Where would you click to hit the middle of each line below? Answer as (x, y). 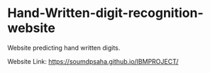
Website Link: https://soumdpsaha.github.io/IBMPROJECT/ (93, 61)
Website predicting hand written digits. (64, 47)
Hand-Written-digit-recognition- (105, 13)
